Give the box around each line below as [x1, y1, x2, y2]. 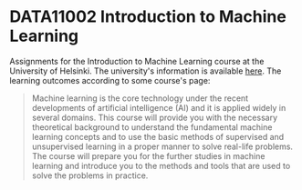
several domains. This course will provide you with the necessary [31, 112, 278, 123]
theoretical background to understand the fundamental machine [31, 121, 273, 133]
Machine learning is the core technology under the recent [31, 93, 249, 104]
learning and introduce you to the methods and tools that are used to [31, 160, 291, 171]
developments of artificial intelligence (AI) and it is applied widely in [31, 102, 286, 113]
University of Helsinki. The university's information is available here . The [9, 65, 282, 76]
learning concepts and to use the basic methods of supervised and [31, 131, 285, 142]
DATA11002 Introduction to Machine [9, 6, 287, 27]
